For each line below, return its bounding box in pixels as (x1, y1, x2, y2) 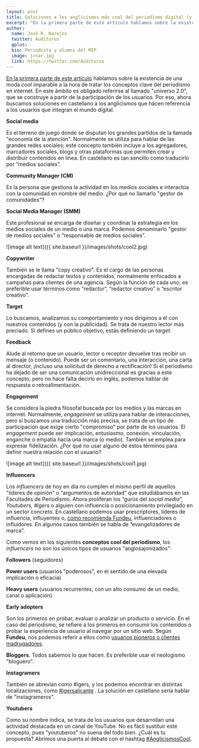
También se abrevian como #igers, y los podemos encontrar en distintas (6, 680, 182, 688)
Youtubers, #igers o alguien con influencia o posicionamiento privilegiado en (6, 501, 193, 509)
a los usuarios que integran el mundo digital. (6, 106, 114, 113)
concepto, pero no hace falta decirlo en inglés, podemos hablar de (6, 375, 169, 382)
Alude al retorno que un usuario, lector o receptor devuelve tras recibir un (6, 350, 186, 357)
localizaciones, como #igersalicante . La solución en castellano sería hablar (6, 687, 190, 694)
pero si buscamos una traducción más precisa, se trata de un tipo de (6, 417, 174, 424)
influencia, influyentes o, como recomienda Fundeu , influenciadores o (6, 514, 176, 522)
